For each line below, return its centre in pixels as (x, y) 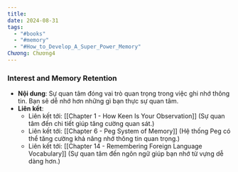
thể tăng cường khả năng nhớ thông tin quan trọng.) (104, 139)
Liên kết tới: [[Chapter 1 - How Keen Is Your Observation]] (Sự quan (126, 116)
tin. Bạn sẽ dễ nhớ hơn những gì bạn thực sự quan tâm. (98, 101)
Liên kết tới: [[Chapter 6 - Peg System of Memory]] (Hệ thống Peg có (129, 131)
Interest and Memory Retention (62, 78)
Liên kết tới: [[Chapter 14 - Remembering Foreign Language (115, 147)
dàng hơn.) (44, 161)
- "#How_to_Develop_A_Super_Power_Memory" (77, 47)
